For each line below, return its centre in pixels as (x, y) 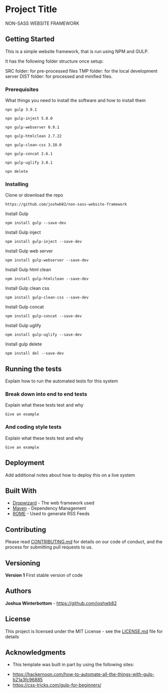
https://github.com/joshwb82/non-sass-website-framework (66, 205)
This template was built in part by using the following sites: (73, 665)
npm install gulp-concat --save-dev (44, 316)
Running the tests (33, 369)
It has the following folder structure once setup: (55, 61)
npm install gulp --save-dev (36, 223)
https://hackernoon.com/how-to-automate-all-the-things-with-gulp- (83, 674)
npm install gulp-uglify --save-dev (44, 335)
